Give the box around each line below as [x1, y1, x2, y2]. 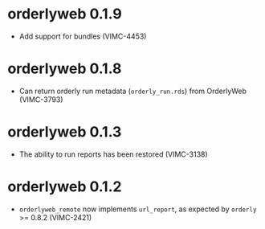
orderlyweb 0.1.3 [7, 123, 122, 141]
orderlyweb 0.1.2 [7, 178, 122, 195]
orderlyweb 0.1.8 [7, 59, 122, 78]
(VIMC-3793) [18, 94, 63, 104]
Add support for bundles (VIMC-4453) [18, 31, 147, 41]
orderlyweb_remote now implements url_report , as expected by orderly [18, 204, 257, 214]
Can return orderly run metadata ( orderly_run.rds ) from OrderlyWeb [18, 86, 247, 96]
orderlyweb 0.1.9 [7, 5, 122, 23]
